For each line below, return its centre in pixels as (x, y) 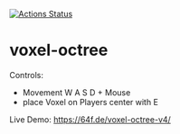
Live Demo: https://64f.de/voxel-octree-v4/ (90, 119)
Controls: (26, 75)
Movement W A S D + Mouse (76, 92)
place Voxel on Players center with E (90, 102)
